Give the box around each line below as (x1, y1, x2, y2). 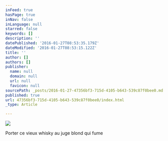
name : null (10, 69, 33, 74)
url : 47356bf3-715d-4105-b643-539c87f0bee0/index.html (5, 97, 125, 102)
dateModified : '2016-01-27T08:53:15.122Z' (5, 45, 97, 50)
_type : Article (5, 102, 38, 107)
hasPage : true (5, 12, 36, 17)
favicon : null (10, 83, 40, 88)
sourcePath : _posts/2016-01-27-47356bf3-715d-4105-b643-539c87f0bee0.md (5, 88, 163, 93)
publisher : (5, 64, 29, 69)
